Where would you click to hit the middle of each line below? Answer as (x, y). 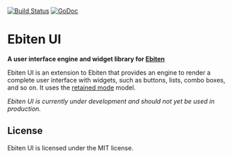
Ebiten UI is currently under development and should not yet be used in (111, 101)
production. (24, 109)
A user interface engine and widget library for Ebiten (86, 59)
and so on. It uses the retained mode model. (71, 87)
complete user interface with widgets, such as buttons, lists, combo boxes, (116, 80)
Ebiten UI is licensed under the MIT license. (70, 147)
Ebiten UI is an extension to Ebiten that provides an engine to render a (109, 72)
